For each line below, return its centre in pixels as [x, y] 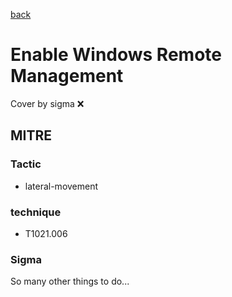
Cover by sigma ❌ [47, 103]
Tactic [26, 164]
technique [36, 212]
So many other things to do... [70, 281]
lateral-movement [61, 186]
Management [67, 76]
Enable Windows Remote [116, 55]
